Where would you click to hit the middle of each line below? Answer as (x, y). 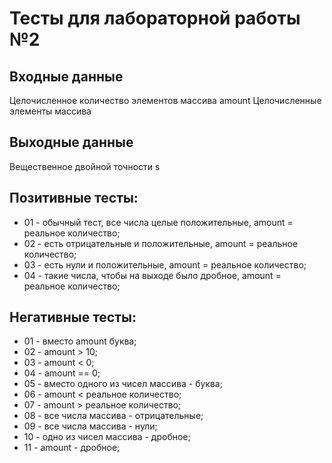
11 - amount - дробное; (72, 448)
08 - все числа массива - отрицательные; (113, 416)
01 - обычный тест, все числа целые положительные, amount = (158, 222)
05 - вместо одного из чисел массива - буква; (123, 384)
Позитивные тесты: (74, 198)
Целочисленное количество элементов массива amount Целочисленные (165, 100)
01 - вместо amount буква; (80, 341)
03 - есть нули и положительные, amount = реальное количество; (165, 264)
